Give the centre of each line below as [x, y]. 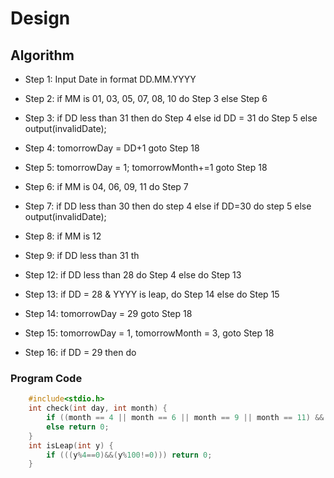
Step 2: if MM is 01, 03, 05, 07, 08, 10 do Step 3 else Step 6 [146, 98]
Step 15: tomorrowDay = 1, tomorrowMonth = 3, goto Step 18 [149, 333]
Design [40, 18]
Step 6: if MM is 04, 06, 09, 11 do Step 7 [106, 186]
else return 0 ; [78, 427]
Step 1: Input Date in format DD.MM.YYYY [110, 79]
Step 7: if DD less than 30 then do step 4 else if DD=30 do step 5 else [168, 206]
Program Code [46, 378]
